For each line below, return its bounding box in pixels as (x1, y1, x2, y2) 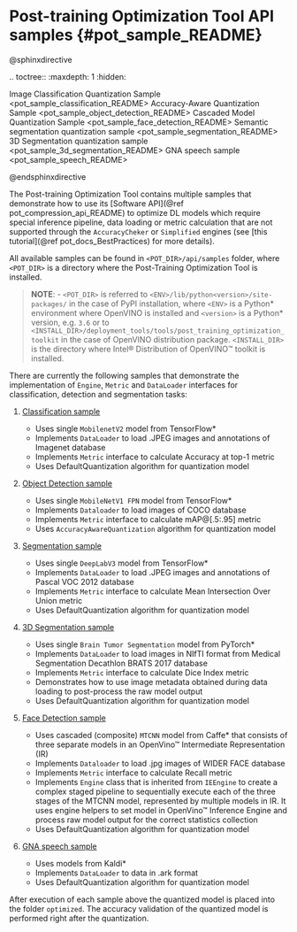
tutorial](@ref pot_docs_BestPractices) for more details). (9, 235, 215, 246)
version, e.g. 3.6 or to (30, 317, 110, 327)
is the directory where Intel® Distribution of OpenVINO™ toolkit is (30, 343, 266, 354)
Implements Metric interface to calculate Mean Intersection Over (34, 586, 271, 597)
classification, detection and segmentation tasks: (9, 389, 188, 399)
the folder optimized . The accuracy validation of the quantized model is (9, 903, 269, 913)
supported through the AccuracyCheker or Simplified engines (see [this (9, 226, 268, 236)
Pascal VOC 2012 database (34, 576, 134, 587)
